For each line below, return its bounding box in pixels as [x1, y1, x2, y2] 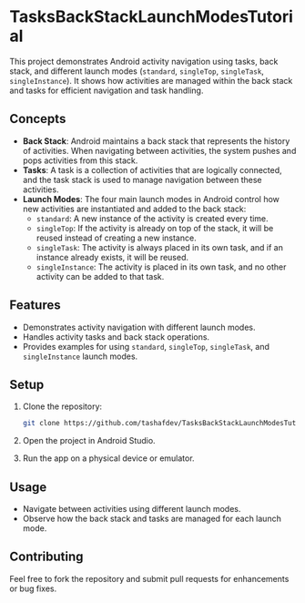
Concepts [9, 111, 66, 127]
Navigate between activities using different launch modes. [22, 504, 241, 515]
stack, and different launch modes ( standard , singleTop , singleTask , [9, 66, 264, 77]
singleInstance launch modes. [22, 351, 138, 362]
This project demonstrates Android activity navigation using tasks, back [9, 56, 279, 66]
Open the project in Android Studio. [22, 435, 157, 446]
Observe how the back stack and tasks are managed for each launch [22, 513, 282, 525]
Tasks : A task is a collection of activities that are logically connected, [22, 164, 282, 175]
